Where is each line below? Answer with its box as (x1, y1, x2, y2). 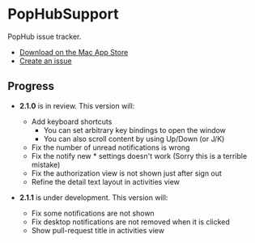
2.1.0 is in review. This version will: (19, 100, 135, 110)
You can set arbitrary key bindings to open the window (43, 125, 226, 134)
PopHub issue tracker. (7, 32, 82, 41)
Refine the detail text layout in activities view (31, 177, 180, 186)
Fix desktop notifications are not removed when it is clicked (31, 216, 230, 227)
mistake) (31, 160, 61, 169)
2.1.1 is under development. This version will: (19, 192, 168, 202)
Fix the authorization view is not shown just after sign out (31, 168, 222, 178)
